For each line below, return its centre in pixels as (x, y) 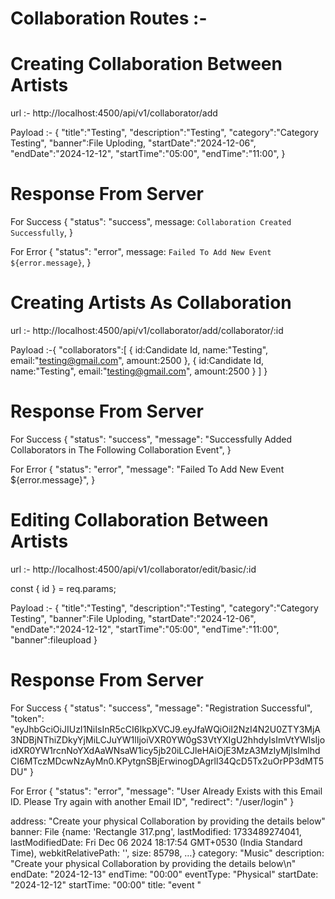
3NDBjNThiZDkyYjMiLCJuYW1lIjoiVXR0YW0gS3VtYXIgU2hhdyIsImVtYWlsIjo (168, 739)
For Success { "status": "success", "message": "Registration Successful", (161, 708)
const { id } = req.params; (63, 588)
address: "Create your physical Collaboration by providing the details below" (168, 821)
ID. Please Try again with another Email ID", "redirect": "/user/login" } (152, 801)
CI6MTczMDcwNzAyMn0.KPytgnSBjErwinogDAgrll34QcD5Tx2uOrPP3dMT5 (167, 761)
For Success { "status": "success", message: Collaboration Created (151, 222)
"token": (27, 718)
